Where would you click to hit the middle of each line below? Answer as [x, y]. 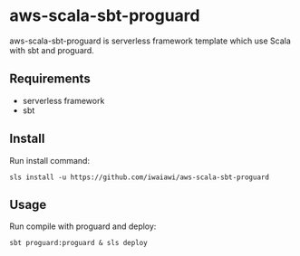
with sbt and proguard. [52, 50]
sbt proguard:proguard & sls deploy [78, 243]
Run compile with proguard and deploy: [83, 226]
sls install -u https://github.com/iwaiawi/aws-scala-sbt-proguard [140, 177]
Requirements [50, 79]
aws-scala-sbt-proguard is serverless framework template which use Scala [150, 41]
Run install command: [50, 160]
